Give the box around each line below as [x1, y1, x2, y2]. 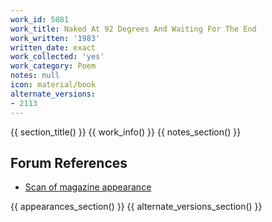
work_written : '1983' [10, 33, 101, 43]
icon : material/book [10, 80, 97, 90]
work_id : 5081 [10, 14, 70, 25]
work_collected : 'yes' [10, 52, 105, 62]
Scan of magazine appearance [24, 181, 152, 193]
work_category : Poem [10, 61, 97, 71]
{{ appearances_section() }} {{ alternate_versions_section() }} [10, 201, 263, 213]
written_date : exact [10, 42, 97, 53]
